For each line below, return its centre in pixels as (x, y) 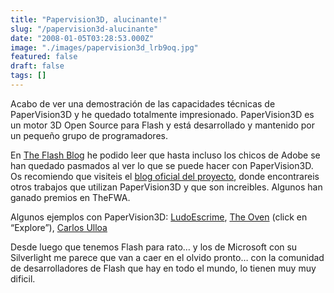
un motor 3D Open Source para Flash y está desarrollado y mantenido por (162, 125)
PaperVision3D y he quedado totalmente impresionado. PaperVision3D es (162, 114)
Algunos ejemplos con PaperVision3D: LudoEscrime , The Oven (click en (159, 217)
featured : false (44, 57)
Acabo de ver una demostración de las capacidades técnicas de (143, 103)
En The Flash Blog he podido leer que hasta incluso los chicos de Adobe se (165, 155)
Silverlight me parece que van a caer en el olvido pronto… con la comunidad (167, 257)
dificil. (23, 278)
